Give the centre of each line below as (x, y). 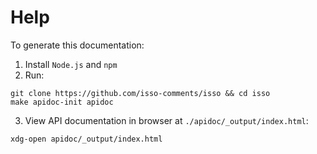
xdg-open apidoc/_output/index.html (86, 139)
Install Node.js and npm (71, 64)
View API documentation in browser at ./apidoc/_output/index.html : (166, 120)
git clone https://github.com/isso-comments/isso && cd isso (140, 93)
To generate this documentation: (77, 45)
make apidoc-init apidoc (62, 102)
